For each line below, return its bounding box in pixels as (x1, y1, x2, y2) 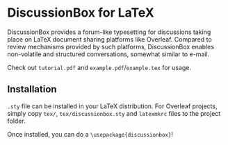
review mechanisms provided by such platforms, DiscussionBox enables (7, 42, 214, 51)
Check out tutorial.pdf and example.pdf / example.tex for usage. (7, 63, 192, 71)
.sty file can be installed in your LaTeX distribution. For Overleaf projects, (7, 102, 218, 110)
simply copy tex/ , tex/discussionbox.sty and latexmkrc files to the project (7, 109, 221, 117)
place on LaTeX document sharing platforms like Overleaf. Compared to (7, 35, 212, 43)
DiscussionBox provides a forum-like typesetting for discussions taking (7, 28, 211, 36)
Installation (7, 83, 57, 95)
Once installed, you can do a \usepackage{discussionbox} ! (7, 130, 174, 138)
